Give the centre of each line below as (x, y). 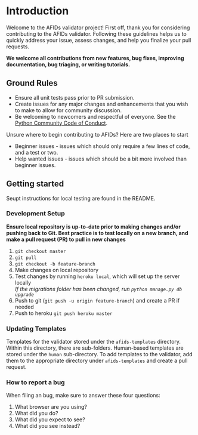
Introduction (38, 11)
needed (24, 307)
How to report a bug (35, 382)
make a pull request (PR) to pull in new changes (66, 239)
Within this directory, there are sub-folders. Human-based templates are (95, 348)
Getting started (35, 184)
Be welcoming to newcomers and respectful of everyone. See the (95, 116)
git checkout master (40, 251)
